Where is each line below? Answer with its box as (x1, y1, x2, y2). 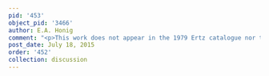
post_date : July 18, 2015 (8, 41, 94, 49)
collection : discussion (8, 56, 88, 64)
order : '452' (8, 48, 52, 56)
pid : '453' (8, 11, 45, 20)
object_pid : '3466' (8, 19, 74, 27)
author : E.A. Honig (8, 26, 74, 34)
